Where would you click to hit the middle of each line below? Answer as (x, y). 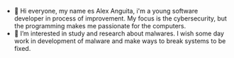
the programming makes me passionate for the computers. (100, 26)
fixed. (22, 48)
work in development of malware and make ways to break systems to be (120, 41)
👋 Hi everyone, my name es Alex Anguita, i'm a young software (106, 11)
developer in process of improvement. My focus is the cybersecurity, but (120, 18)
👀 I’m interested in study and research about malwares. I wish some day (119, 33)
